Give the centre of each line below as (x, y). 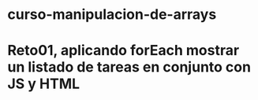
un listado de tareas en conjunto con (129, 67)
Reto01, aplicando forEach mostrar (123, 51)
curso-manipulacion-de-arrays (112, 15)
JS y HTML (44, 84)
